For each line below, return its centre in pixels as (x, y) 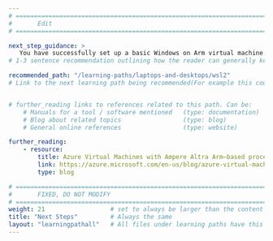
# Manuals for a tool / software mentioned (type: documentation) (141, 112)
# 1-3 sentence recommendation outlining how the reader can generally (132, 61)
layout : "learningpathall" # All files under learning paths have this (136, 225)
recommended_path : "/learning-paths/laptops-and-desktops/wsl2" (119, 75)
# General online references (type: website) (130, 127)
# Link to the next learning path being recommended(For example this (130, 83)
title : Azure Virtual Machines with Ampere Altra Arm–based (141, 157)
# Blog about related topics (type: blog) (125, 120)
